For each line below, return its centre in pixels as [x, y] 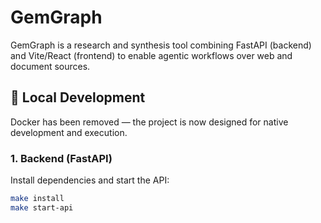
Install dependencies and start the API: [90, 180]
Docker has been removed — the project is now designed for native [149, 122]
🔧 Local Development [78, 97]
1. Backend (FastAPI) [61, 158]
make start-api [42, 207]
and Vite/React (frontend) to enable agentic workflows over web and [151, 55]
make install [37, 199]
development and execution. [69, 132]
